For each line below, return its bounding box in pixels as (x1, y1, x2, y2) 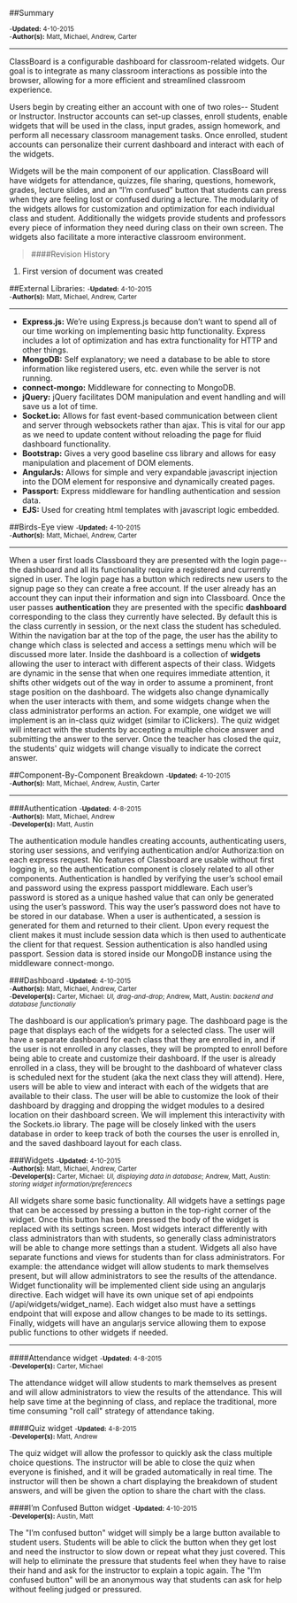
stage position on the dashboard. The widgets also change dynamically (9, 686, 270, 697)
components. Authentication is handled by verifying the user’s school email (9, 873, 283, 884)
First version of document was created (21, 266, 164, 276)
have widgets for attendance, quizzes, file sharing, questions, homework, (9, 175, 277, 185)
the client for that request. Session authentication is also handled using (9, 939, 268, 949)
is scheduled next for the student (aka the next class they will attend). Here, (9, 1072, 285, 1082)
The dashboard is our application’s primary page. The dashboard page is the (9, 1016, 288, 1026)
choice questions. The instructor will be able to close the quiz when (9, 1457, 255, 1467)
